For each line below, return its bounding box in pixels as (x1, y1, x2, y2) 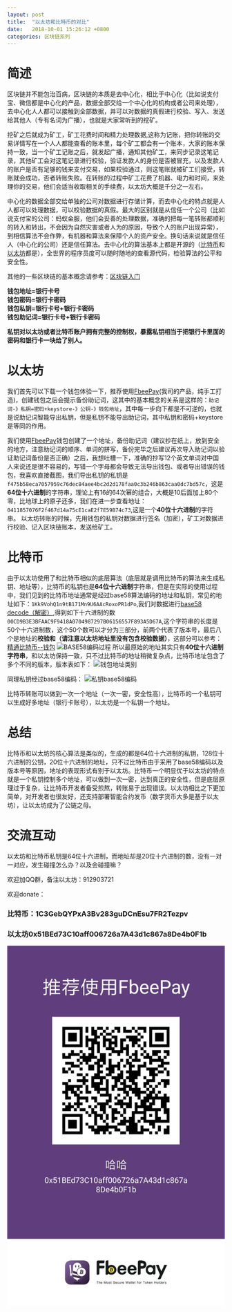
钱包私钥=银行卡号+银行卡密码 (7, 304, 95, 312)
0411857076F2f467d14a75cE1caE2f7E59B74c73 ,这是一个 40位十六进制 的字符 (7, 505, 214, 514)
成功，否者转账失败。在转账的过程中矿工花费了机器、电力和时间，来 (25, 174, 219, 182)
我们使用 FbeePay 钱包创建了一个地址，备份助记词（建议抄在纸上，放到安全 (7, 436, 220, 445)
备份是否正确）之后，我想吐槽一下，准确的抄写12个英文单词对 (30, 453, 207, 462)
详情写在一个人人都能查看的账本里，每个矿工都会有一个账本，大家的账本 (12, 139, 219, 148)
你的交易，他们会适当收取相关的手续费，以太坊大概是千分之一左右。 (12, 182, 207, 191)
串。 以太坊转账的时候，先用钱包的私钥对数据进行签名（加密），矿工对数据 (7, 514, 217, 523)
